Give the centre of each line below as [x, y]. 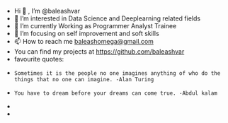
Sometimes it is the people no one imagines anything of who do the [117, 74]
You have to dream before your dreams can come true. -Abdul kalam [115, 93]
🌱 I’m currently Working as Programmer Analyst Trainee [95, 26]
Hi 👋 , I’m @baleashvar [47, 11]
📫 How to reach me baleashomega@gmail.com [84, 41]
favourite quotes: [39, 59]
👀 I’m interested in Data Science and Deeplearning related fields [107, 18]
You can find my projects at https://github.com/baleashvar [99, 52]
